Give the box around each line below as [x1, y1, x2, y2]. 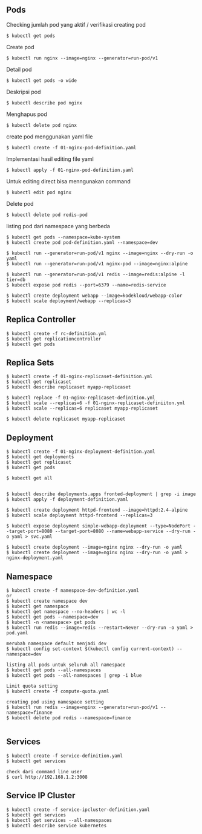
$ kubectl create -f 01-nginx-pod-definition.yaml [6, 144, 137, 151]
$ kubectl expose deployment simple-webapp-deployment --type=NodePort [6, 523, 191, 529]
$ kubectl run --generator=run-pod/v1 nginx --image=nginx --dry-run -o [6, 250, 194, 256]
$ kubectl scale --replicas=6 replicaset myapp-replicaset [6, 405, 158, 412]
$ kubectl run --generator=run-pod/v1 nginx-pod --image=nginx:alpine [6, 260, 188, 266]
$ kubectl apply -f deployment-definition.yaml [6, 497, 129, 503]
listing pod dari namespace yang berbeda [6, 222, 111, 229]
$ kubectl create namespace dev [6, 598, 88, 605]
